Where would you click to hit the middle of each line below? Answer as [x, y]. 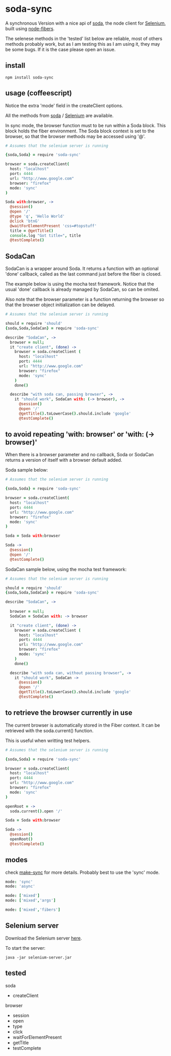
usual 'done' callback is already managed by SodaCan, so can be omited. [82, 289]
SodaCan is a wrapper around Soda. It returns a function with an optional [82, 269]
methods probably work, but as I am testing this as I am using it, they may [83, 44]
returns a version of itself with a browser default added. [64, 460]
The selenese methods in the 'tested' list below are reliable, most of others [84, 38]
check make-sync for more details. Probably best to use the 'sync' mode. [82, 872]
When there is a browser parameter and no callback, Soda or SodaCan [80, 455]
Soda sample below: [27, 470]
